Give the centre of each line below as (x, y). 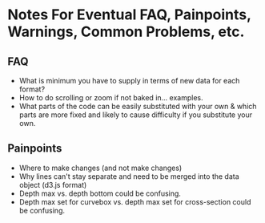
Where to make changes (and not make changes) (100, 168)
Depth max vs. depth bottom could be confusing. (100, 193)
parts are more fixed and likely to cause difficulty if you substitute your (136, 115)
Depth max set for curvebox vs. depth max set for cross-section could (135, 201)
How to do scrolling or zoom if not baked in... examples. (111, 97)
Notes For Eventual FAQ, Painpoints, (129, 15)
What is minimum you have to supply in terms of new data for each (129, 81)
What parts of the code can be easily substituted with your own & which (138, 106)
